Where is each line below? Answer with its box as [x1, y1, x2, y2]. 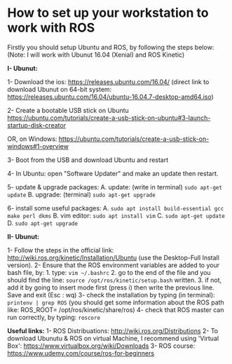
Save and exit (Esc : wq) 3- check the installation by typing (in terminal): [7, 290, 215, 299]
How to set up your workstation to [7, 5, 209, 21]
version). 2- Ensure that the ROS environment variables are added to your [7, 261, 219, 269]
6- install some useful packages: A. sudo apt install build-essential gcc [7, 203, 224, 212]
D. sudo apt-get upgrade [7, 219, 79, 227]
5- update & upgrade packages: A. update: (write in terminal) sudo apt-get [7, 182, 223, 191]
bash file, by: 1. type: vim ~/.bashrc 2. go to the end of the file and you [7, 268, 212, 276]
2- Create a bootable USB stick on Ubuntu [7, 106, 130, 114]
